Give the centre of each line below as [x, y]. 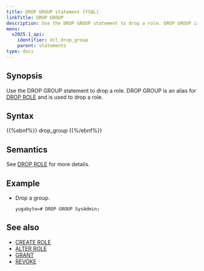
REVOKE [25, 261]
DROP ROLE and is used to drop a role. [55, 97]
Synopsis [24, 76]
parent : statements [42, 46]
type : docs [20, 52]
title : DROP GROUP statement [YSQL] [53, 12]
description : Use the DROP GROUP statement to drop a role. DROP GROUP [99, 23]
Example [23, 183]
